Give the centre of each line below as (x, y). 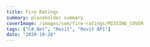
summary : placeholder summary (45, 18)
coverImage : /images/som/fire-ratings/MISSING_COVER (75, 23)
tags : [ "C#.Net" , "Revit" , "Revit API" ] (59, 29)
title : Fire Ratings (33, 12)
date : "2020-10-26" (31, 35)
